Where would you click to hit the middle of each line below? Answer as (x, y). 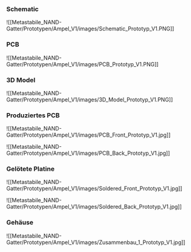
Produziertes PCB (33, 115)
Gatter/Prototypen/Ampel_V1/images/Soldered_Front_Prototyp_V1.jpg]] (94, 189)
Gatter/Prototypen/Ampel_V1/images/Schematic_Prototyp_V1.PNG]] (90, 29)
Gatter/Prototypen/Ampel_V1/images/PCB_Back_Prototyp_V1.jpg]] (88, 153)
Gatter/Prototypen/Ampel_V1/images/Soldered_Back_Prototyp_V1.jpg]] (94, 207)
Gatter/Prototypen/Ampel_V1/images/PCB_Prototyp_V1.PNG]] (82, 64)
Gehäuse (20, 222)
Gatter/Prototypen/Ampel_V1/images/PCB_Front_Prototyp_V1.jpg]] (89, 135)
